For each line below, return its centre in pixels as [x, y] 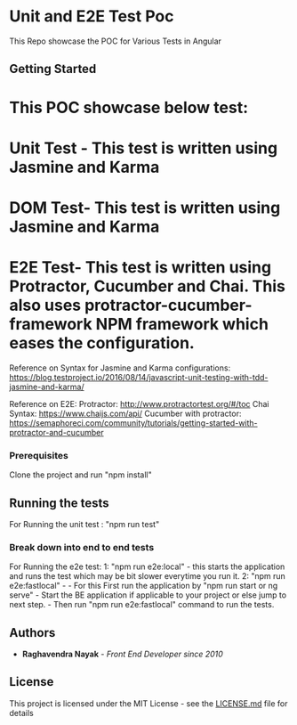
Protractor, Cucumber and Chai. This [148, 286]
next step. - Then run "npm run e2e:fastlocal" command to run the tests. [142, 605]
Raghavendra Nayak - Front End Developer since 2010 [123, 654]
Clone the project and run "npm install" [81, 475]
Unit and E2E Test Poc [92, 16]
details [21, 713]
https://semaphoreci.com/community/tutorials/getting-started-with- [133, 423]
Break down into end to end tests [82, 547]
